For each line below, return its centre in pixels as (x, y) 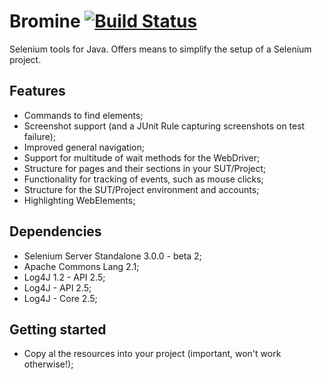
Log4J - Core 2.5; (60, 298)
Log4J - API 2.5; (57, 287)
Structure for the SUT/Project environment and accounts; (141, 189)
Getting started (58, 329)
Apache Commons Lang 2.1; (81, 266)
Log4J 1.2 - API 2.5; (64, 277)
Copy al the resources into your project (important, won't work (152, 354)
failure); (40, 136)
